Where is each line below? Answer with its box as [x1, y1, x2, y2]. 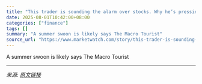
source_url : [6, 37, 36, 43]
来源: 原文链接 [6, 71, 41, 78]
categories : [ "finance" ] [6, 20, 69, 26]
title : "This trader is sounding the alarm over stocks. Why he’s [6, 8, 176, 15]
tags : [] [6, 25, 28, 32]
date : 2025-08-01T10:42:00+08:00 [6, 14, 90, 20]
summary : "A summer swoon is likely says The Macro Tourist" [6, 31, 163, 37]
